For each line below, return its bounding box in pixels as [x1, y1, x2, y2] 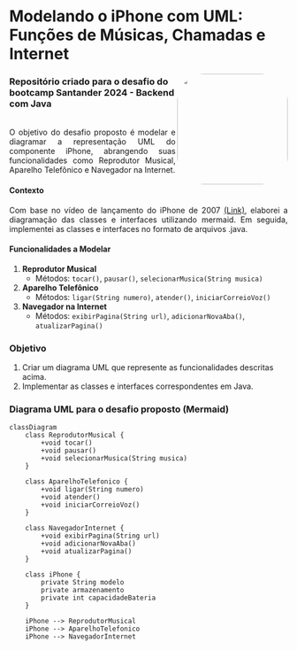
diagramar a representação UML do [9, 136, 176, 147]
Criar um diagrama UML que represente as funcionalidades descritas [21, 362, 274, 373]
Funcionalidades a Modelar [9, 244, 111, 254]
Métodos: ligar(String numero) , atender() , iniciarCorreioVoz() [34, 291, 271, 302]
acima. [21, 372, 47, 383]
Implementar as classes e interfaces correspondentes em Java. [21, 381, 254, 391]
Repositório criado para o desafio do [9, 75, 169, 88]
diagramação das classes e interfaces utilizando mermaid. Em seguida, [9, 214, 288, 225]
